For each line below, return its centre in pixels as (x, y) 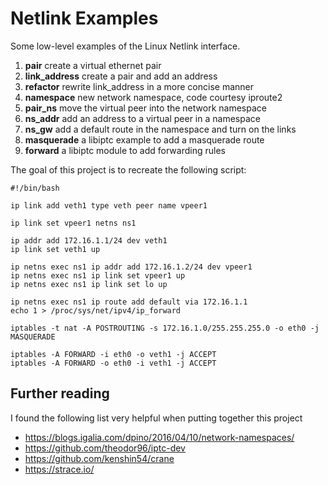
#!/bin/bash (35, 188)
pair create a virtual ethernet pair (93, 65)
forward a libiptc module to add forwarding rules (125, 150)
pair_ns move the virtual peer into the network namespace (145, 108)
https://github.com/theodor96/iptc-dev (105, 448)
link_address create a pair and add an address (121, 76)
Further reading (60, 393)
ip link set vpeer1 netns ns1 (73, 223)
